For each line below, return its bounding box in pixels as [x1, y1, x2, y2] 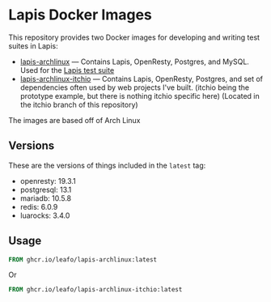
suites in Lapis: [8, 40, 58, 50]
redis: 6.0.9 [19, 202, 58, 211]
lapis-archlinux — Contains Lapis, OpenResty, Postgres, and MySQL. [19, 57, 249, 66]
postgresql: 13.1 [19, 185, 72, 194]
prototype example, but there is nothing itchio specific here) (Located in [19, 91, 260, 100]
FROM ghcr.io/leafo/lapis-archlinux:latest [8, 255, 158, 264]
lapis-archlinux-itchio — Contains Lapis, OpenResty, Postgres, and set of [19, 74, 264, 83]
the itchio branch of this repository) [19, 100, 139, 109]
